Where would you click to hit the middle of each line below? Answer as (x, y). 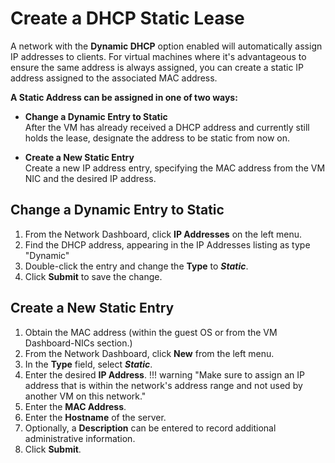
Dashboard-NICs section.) (78, 343)
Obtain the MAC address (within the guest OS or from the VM (151, 332)
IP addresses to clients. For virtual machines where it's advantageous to (158, 56)
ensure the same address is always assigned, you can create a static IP (157, 67)
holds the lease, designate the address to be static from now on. (157, 138)
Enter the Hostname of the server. (95, 417)
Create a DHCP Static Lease (127, 18)
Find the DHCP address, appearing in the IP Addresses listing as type (167, 244)
